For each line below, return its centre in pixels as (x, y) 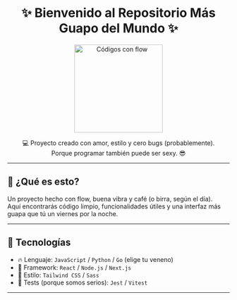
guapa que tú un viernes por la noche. (63, 213)
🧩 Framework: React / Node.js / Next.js (74, 267)
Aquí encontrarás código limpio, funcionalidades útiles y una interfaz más (114, 206)
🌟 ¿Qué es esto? (43, 182)
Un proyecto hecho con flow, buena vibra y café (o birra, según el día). (110, 199)
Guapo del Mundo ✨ (119, 29)
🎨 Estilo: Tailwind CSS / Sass (58, 275)
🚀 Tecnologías (39, 243)
